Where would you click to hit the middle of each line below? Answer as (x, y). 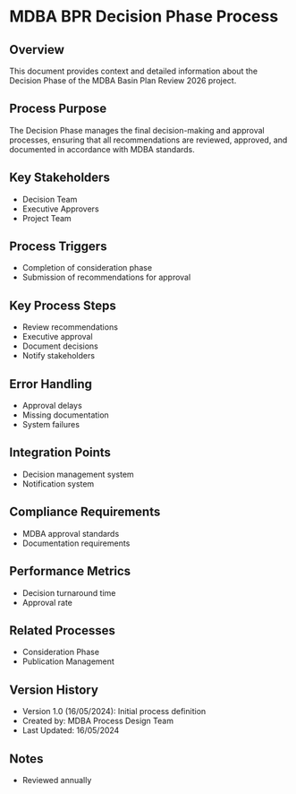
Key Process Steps (63, 305)
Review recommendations (70, 327)
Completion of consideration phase (87, 268)
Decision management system (78, 474)
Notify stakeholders (59, 356)
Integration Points (60, 453)
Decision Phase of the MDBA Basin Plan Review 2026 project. (123, 81)
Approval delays (52, 406)
